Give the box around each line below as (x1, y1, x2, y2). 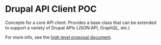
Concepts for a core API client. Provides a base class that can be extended (5, 20, 157, 25)
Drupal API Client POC (5, 3, 97, 15)
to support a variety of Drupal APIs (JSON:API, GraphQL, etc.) (5, 24, 130, 30)
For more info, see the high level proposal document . (5, 34, 112, 40)
